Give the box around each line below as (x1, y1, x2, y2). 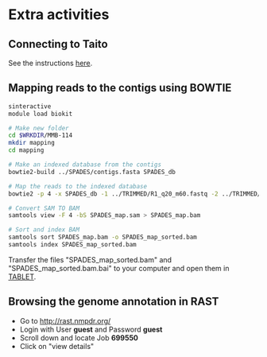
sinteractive (8, 102, 52, 111)
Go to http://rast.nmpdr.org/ (19, 316, 111, 325)
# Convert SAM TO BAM (8, 204, 80, 212)
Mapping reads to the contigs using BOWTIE (8, 81, 232, 95)
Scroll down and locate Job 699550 (19, 332, 139, 343)
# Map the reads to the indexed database (8, 182, 148, 190)
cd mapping (8, 146, 44, 154)
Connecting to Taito (8, 37, 109, 51)
